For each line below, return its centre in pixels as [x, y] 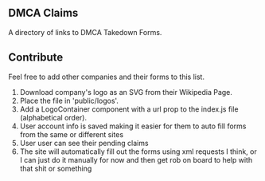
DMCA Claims [43, 13]
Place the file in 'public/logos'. [69, 100]
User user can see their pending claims [84, 143]
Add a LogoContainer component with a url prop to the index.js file [129, 109]
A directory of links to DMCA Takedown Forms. [85, 32]
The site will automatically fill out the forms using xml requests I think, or [138, 151]
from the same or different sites [72, 134]
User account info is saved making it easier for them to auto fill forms [133, 126]
